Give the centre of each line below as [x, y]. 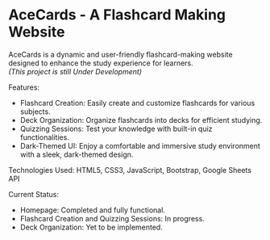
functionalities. [45, 137]
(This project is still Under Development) [75, 71]
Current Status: [33, 194]
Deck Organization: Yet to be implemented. [91, 227]
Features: [24, 87]
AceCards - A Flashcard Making [117, 15]
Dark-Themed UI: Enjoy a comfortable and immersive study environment [140, 145]
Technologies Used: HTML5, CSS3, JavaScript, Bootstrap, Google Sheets [130, 170]
